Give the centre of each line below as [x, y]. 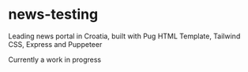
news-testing [53, 14]
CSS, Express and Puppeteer [55, 44]
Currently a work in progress [54, 59]
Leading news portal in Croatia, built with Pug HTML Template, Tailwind [124, 36]
